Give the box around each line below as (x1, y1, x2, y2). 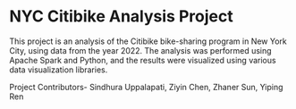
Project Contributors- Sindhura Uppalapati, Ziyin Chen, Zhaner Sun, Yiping (9, 81, 283, 92)
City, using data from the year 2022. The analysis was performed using (9, 45, 272, 55)
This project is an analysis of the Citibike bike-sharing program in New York (9, 36, 288, 46)
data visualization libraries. (9, 64, 108, 75)
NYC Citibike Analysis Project (9, 6, 234, 27)
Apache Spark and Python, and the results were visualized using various (9, 54, 276, 65)
